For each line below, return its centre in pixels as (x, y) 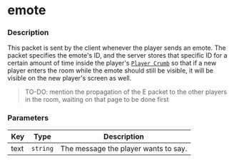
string (42, 148)
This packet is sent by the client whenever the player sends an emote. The (117, 48)
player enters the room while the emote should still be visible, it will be (111, 70)
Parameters (28, 118)
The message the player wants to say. (124, 148)
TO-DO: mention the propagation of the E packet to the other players (126, 92)
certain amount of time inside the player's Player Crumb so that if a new (112, 63)
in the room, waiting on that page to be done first (97, 100)
